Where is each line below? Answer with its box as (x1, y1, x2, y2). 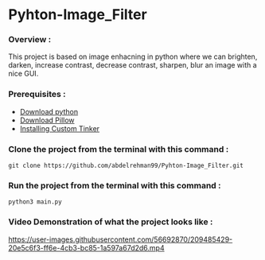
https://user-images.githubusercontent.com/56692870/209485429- (8, 235, 233, 244)
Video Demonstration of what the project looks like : (8, 216, 213, 227)
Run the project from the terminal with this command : (8, 180, 221, 191)
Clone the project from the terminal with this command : (8, 143, 229, 154)
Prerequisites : (8, 89, 66, 100)
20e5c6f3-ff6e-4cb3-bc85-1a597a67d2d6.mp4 (8, 243, 165, 252)
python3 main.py (8, 198, 62, 206)
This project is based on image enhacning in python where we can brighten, (8, 52, 258, 61)
